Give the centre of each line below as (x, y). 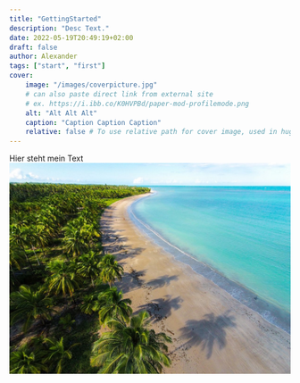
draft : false (33, 47)
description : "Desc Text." (59, 28)
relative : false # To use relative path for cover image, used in (151, 132)
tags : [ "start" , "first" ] (57, 66)
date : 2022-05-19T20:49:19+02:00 (71, 37)
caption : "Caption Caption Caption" (94, 122)
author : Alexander (43, 57)
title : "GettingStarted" (55, 19)
